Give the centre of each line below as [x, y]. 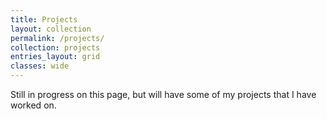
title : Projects [44, 19]
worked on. [33, 105]
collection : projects [55, 47]
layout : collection [51, 29]
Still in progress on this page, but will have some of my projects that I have [163, 94]
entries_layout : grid [55, 57]
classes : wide [40, 66]
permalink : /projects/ [57, 38]
